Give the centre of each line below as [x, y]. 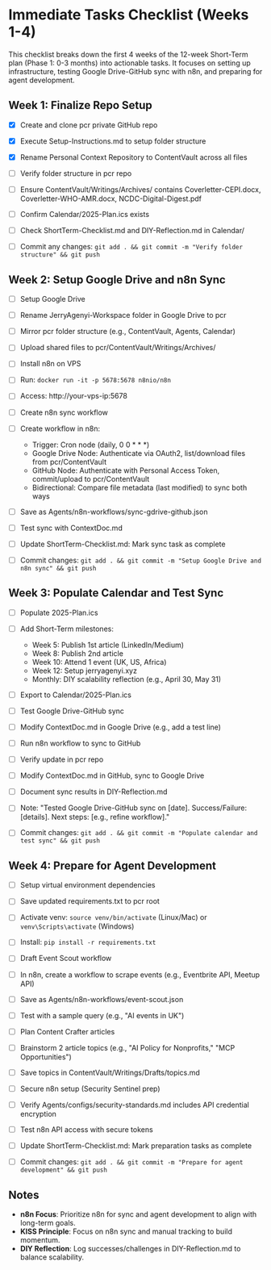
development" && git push [63, 1170]
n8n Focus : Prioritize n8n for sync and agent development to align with [138, 1214]
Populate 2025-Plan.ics [59, 612]
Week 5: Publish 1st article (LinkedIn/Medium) [108, 645]
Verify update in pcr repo [62, 759]
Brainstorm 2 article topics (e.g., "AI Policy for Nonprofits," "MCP [127, 1047]
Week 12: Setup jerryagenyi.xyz [84, 671]
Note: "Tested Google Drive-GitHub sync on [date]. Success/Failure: [133, 808]
